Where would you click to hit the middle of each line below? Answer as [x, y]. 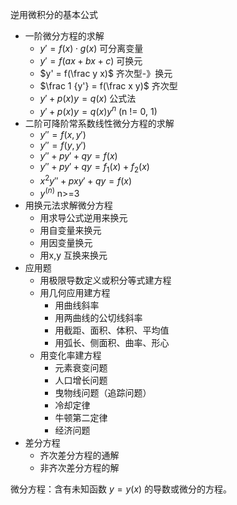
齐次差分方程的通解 [79, 455]
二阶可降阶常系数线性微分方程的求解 [99, 123]
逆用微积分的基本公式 [54, 14]
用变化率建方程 [70, 355]
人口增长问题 [81, 380]
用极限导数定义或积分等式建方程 [105, 280]
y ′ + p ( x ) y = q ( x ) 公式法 [88, 98]
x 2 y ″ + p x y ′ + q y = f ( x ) [86, 180]
